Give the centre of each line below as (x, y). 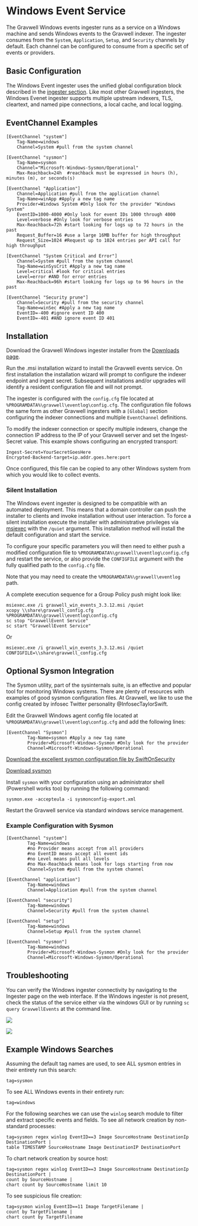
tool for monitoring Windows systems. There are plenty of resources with (95, 692)
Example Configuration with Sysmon (60, 826)
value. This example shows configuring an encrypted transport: (101, 441)
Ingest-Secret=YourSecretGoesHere (49, 452)
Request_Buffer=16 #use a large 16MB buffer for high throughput (99, 235)
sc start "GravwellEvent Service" (49, 626)
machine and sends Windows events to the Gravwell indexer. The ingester (96, 33)
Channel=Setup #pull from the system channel (85, 931)
